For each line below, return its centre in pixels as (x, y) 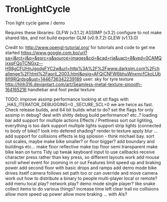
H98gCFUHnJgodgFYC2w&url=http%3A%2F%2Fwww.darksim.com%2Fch (83, 68)
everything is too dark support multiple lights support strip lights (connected (83, 126)
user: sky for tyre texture (108, 79)
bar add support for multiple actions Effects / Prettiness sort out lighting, (79, 120)
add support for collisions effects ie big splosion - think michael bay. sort (80, 136)
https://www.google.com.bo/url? (54, 53)
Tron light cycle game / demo (35, 23)
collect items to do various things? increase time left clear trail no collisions (82, 189)
